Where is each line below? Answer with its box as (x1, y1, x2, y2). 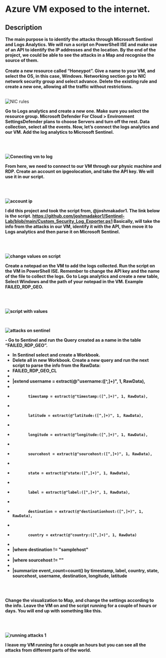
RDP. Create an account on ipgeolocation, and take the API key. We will (5, 168, 154, 174)
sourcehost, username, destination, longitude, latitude (12, 573, 127, 579)
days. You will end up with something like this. (5, 608, 103, 613)
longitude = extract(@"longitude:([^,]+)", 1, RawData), (28, 432, 148, 437)
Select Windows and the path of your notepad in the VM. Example (5, 279, 144, 284)
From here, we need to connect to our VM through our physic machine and (5, 163, 162, 169)
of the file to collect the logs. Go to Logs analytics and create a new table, (5, 273, 159, 279)
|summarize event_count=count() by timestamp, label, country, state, (12, 568, 160, 573)
